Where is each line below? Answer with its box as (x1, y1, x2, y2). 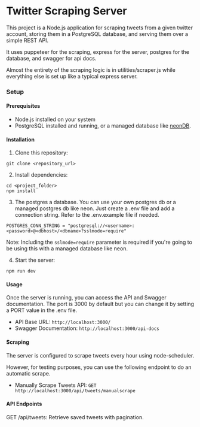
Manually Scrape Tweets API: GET (14, 381, 97, 389)
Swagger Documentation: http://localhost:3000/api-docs (14, 325, 159, 332)
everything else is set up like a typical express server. (6, 72, 139, 80)
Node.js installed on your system (14, 116, 96, 123)
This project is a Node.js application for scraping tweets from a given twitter (6, 24, 193, 31)
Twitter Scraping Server (6, 4, 127, 18)
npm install (6, 188, 36, 194)
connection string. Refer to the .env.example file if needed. (14, 211, 159, 219)
